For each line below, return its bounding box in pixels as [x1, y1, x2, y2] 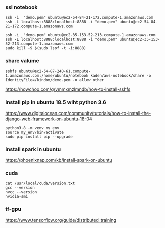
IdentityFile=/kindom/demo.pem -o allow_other [5, 77, 104, 82]
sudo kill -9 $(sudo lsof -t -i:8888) [5, 46, 86, 51]
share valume [5, 57, 39, 64]
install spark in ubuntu [5, 146, 61, 153]
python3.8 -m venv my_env [5, 125, 59, 130]
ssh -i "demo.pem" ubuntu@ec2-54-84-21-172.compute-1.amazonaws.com [5, 15, 154, 20]
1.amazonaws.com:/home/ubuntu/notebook [5, 73, 89, 78]
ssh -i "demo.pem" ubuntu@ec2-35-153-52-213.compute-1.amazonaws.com [5, 33, 156, 38]
